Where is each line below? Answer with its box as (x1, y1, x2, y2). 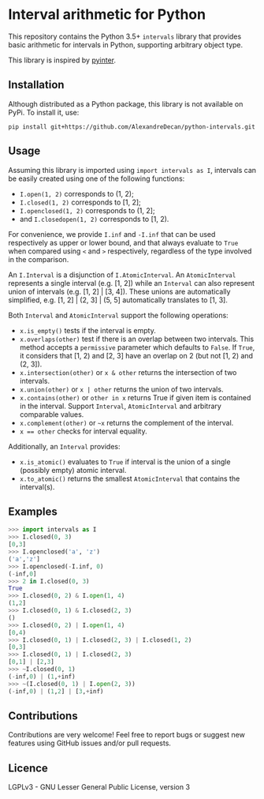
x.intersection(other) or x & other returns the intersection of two (19, 367, 237, 377)
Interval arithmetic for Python (8, 6, 206, 24)
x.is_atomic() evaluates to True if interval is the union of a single (19, 456, 231, 467)
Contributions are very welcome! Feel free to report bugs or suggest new (8, 730, 246, 740)
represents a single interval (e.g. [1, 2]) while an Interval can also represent (8, 278, 255, 287)
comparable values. (19, 409, 84, 419)
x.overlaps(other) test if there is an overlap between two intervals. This (19, 334, 255, 343)
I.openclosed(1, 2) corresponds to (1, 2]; (19, 205, 155, 215)
